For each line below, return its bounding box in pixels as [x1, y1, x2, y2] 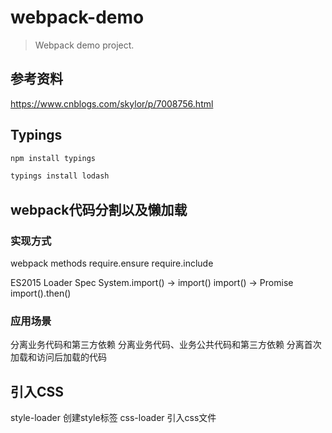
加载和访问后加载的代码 [10, 351, 107, 363]
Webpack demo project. [34, 39, 135, 51]
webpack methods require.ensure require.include [10, 257, 214, 269]
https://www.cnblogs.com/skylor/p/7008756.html [10, 97, 214, 110]
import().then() [10, 287, 72, 299]
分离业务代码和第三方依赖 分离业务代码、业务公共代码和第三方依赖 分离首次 [10, 339, 322, 351]
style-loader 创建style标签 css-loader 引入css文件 [10, 412, 217, 424]
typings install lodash [10, 171, 110, 181]
